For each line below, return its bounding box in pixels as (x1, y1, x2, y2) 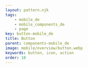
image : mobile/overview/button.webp (5, 46, 83, 51)
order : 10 (5, 55, 26, 60)
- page (14, 27, 28, 32)
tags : (5, 12, 17, 17)
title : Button (5, 36, 36, 41)
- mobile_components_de (14, 21, 65, 27)
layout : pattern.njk (5, 7, 49, 13)
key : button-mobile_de (5, 31, 53, 36)
